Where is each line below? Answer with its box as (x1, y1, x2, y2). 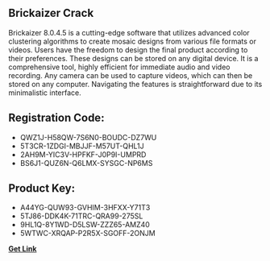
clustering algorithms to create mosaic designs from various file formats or (8, 36, 256, 46)
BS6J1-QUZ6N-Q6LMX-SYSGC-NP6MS (19, 158, 153, 168)
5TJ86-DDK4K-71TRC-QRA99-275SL (19, 211, 143, 221)
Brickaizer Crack (8, 6, 94, 20)
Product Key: (8, 181, 75, 196)
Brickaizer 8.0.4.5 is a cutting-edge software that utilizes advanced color (8, 27, 250, 37)
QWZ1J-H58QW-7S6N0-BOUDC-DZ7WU (19, 132, 157, 142)
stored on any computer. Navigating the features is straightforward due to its (8, 79, 263, 89)
